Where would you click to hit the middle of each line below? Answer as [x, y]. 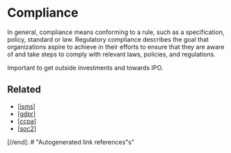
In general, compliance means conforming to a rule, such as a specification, [116, 32]
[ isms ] [26, 106]
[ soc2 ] [27, 128]
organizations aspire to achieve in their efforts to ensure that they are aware [116, 47]
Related [24, 89]
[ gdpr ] [26, 113]
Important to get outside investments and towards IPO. [85, 67]
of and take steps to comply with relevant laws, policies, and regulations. [111, 54]
